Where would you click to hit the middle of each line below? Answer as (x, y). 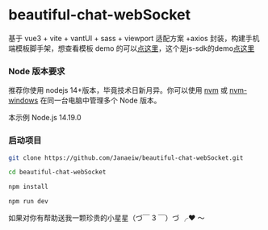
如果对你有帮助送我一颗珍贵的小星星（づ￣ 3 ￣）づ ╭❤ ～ (107, 218)
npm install (28, 187)
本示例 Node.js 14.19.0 (45, 118)
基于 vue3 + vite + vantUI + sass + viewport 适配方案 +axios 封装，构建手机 (134, 38)
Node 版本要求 (37, 71)
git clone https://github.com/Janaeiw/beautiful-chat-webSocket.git (126, 158)
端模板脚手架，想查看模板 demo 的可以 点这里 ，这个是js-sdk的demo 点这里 (132, 48)
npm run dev (28, 202)
